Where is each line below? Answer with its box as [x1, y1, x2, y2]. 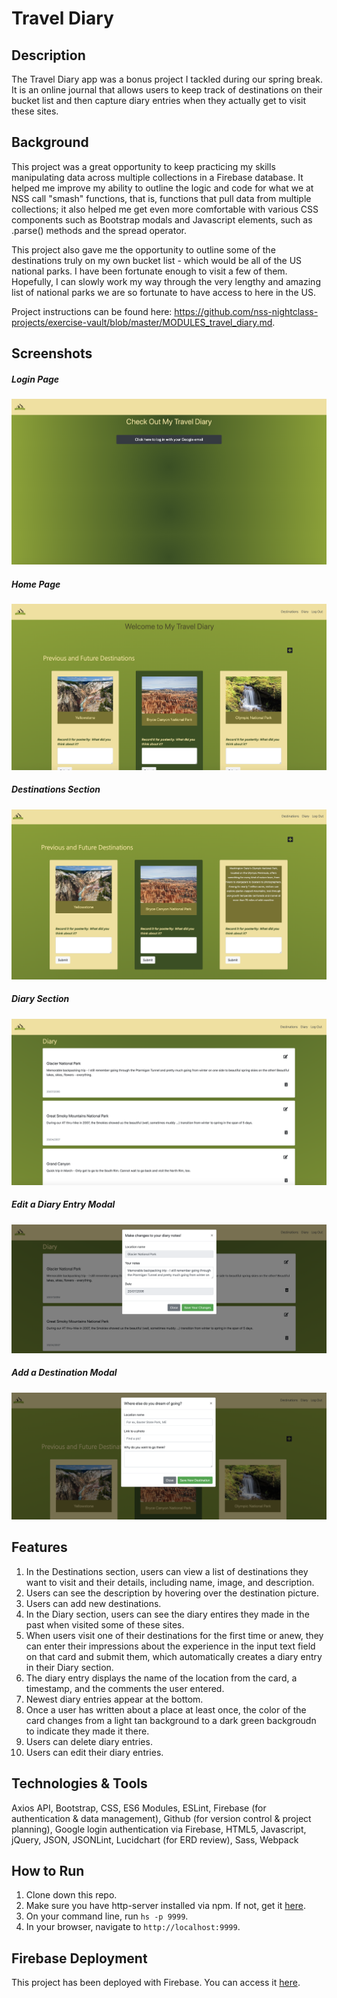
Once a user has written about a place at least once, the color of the [25, 1703, 307, 1716]
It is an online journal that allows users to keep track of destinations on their [11, 84, 323, 96]
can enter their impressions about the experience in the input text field [25, 1640, 316, 1652]
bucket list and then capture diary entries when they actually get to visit [11, 95, 306, 106]
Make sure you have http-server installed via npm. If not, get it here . [25, 1900, 306, 1912]
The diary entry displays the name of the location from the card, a [25, 1672, 298, 1684]
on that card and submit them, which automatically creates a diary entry [25, 1650, 323, 1662]
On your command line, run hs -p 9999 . [25, 1910, 189, 1922]
